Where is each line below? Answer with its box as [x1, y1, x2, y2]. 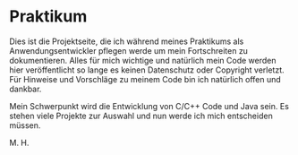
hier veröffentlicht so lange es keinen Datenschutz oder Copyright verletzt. [9, 65, 285, 75]
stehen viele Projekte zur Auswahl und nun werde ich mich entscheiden [9, 110, 273, 121]
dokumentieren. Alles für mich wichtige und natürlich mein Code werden [9, 55, 277, 65]
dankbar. [9, 83, 42, 94]
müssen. [9, 119, 41, 131]
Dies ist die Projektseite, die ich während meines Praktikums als [9, 36, 244, 47]
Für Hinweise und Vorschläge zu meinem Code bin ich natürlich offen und [9, 73, 282, 84]
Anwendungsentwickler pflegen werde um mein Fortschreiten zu [9, 45, 249, 56]
